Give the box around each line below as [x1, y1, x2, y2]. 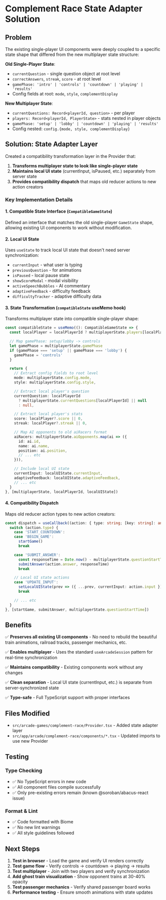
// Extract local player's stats [14, 412, 83, 417]
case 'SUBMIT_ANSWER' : [14, 552, 61, 557]
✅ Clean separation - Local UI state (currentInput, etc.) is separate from [5, 679, 152, 685]
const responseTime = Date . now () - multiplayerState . [18, 557, 132, 562]
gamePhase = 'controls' [14, 352, 63, 358]
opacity [12, 879, 28, 885]
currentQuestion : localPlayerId [14, 393, 81, 398]
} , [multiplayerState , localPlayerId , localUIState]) [5, 489, 119, 494]
